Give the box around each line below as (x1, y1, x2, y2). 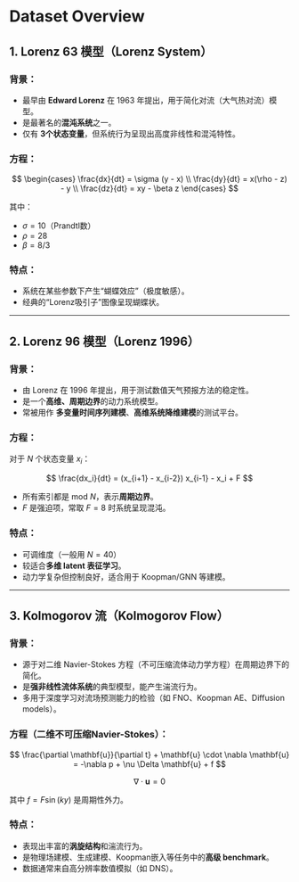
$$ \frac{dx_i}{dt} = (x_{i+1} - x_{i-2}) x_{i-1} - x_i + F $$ (45, 473, 254, 483)
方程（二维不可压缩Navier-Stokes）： (9, 729, 169, 741)
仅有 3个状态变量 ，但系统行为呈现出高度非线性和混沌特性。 (21, 128, 240, 139)
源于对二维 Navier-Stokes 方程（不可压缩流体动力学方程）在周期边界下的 (21, 659, 290, 670)
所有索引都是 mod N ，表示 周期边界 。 (21, 491, 158, 502)
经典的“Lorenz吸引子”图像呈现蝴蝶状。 (21, 297, 165, 308)
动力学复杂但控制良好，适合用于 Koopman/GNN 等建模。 (21, 571, 230, 581)
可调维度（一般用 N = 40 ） (21, 548, 122, 559)
